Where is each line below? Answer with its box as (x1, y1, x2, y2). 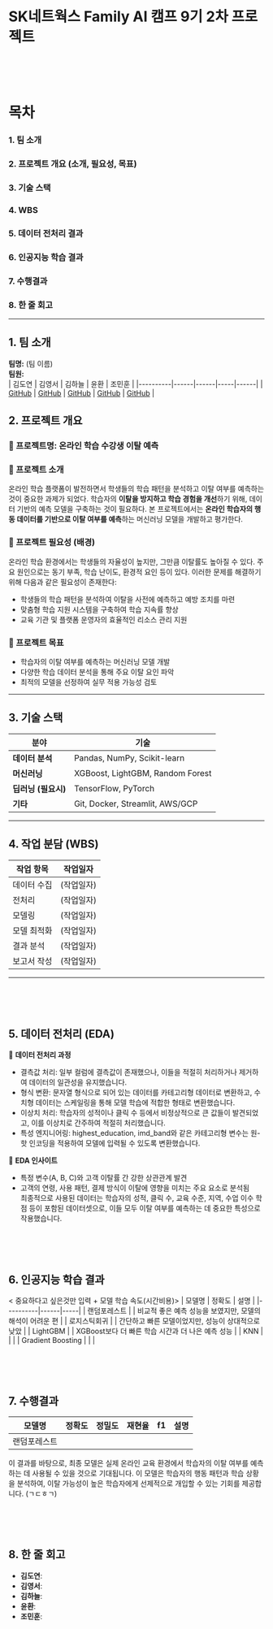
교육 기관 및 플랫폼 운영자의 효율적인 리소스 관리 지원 (19, 614, 188, 624)
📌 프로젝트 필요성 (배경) (8, 537, 96, 548)
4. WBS (8, 204, 38, 215)
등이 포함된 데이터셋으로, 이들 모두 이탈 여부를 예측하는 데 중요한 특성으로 (28, 1203, 262, 1213)
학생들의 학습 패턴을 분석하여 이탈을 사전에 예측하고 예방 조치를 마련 (19, 594, 236, 604)
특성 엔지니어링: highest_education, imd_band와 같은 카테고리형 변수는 (19, 1129, 249, 1138)
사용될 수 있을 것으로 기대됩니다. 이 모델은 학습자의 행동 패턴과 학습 (32, 1468, 245, 1478)
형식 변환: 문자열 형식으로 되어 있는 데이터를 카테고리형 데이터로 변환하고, (19, 1088, 253, 1098)
